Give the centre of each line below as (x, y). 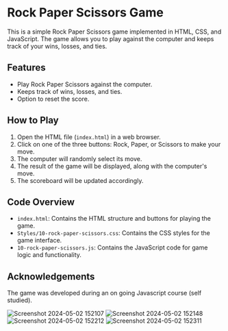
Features (26, 68)
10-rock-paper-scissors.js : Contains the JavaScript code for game (112, 247)
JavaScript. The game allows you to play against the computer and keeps (111, 38)
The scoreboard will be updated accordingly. (80, 180)
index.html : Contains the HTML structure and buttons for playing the (114, 219)
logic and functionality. (49, 255)
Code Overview (41, 202)
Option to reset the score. (53, 99)
